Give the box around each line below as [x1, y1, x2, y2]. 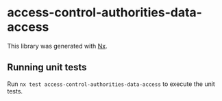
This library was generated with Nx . [7, 42, 108, 50]
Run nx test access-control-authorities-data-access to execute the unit [7, 80, 216, 88]
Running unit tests [7, 61, 87, 73]
